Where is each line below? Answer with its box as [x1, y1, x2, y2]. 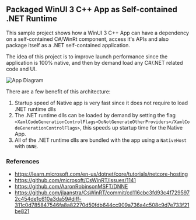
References [6, 157, 40, 165]
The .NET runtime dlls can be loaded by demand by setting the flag [14, 111, 176, 118]
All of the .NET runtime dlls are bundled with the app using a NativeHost [14, 137, 187, 144]
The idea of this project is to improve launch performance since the [6, 53, 168, 60]
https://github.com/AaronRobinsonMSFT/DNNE [14, 183, 128, 190]
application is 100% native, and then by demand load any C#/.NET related [6, 59, 183, 66]
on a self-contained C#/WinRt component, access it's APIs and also [6, 35, 169, 43]
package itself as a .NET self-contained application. [6, 41, 130, 48]
